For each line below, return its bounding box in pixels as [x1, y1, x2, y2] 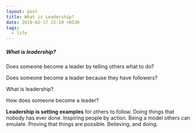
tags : [6, 24, 19, 31]
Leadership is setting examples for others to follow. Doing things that [6, 108, 174, 116]
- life [11, 30, 27, 36]
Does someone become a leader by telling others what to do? [6, 63, 154, 70]
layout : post [6, 8, 38, 15]
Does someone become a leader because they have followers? [6, 74, 158, 82]
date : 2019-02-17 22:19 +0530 [6, 19, 80, 25]
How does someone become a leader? [6, 97, 99, 104]
